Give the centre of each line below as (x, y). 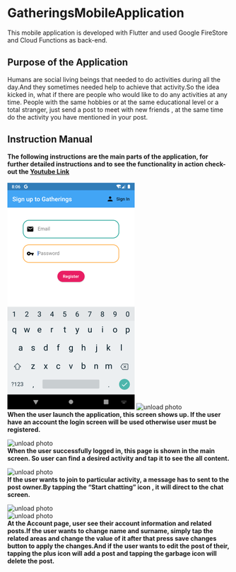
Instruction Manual (50, 139)
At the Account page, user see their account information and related (110, 523)
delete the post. (31, 561)
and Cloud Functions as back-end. (58, 40)
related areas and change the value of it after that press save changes (112, 538)
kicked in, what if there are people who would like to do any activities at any (117, 94)
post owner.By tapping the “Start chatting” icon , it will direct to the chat (116, 487)
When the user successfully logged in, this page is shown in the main (111, 450)
